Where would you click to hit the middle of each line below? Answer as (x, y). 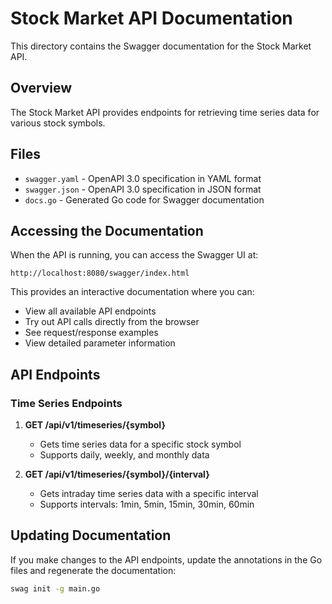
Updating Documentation (91, 535)
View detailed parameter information (100, 343)
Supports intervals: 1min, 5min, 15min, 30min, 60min (147, 504)
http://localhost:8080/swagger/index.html (100, 273)
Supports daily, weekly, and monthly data (124, 455)
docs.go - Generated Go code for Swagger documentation (144, 199)
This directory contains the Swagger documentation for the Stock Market (161, 46)
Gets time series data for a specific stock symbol (140, 444)
